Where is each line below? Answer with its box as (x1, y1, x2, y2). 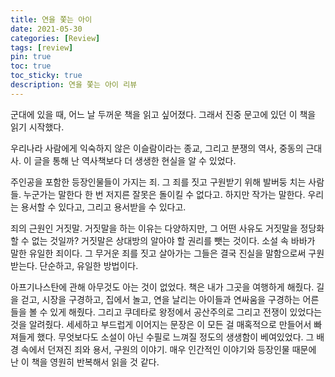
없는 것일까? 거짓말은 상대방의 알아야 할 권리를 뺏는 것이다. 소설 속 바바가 (31, 234, 316, 246)
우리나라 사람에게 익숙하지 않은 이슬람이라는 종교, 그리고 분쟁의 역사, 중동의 (10, 142, 304, 154)
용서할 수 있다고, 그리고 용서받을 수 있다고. (20, 201, 187, 213)
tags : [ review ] (10, 42, 74, 53)
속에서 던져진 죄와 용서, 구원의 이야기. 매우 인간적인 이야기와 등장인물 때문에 (20, 343, 317, 355)
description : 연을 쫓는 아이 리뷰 (10, 80, 138, 90)
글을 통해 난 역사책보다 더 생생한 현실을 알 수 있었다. (33, 154, 237, 166)
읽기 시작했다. (10, 121, 65, 133)
